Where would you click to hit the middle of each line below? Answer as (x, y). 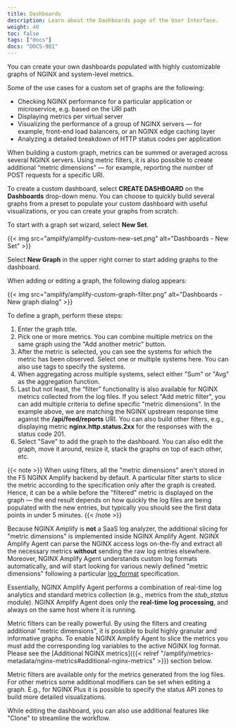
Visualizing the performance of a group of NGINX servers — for (110, 124)
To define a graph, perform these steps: (65, 315)
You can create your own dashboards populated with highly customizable (114, 67)
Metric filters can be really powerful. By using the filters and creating (107, 623)
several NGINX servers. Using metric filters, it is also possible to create (110, 160)
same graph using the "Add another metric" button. (92, 344)
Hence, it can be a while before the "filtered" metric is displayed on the (110, 493)
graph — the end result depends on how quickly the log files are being (110, 500)
